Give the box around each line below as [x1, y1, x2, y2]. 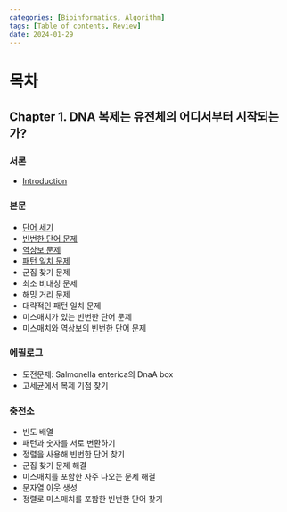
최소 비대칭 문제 [21, 278, 78, 289]
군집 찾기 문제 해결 [21, 460, 87, 471]
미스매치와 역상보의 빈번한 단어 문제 [21, 323, 147, 333]
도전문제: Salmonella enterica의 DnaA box [21, 368, 174, 380]
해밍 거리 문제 [21, 289, 70, 299]
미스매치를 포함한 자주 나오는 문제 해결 [21, 471, 156, 483]
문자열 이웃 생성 [21, 483, 78, 493]
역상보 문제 [21, 244, 61, 255]
